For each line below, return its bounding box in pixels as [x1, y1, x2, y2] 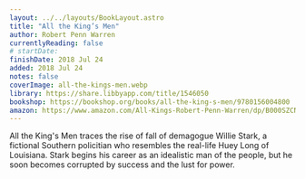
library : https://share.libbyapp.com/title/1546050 [9, 89, 209, 98]
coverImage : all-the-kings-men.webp [9, 80, 148, 89]
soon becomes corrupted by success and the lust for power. [9, 159, 236, 170]
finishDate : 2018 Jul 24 [9, 55, 103, 64]
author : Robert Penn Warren [9, 30, 116, 39]
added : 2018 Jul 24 [9, 64, 84, 73]
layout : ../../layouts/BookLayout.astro [9, 13, 165, 23]
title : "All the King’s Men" [9, 22, 120, 31]
